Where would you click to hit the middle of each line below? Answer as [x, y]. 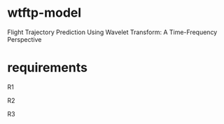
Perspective [24, 39]
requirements [47, 68]
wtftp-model [44, 13]
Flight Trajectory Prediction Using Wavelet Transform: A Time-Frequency [112, 32]
